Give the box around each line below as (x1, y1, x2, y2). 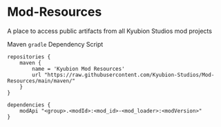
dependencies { (7, 101, 51, 108)
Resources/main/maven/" (7, 77, 76, 84)
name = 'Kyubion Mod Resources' (32, 65, 126, 72)
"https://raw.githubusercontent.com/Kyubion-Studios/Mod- (44, 71, 215, 78)
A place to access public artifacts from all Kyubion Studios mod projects (7, 27, 213, 35)
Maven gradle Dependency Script (7, 40, 104, 48)
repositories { (7, 53, 51, 60)
